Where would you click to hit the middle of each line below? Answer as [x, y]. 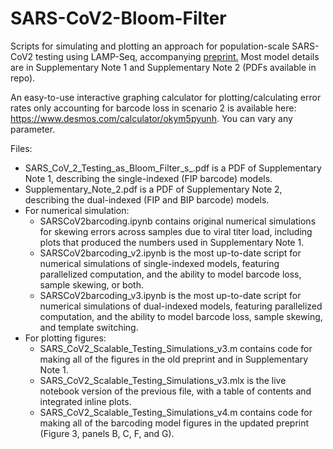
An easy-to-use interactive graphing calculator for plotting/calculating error [166, 97]
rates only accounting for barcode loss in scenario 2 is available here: [153, 108]
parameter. [33, 129]
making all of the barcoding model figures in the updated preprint [174, 423]
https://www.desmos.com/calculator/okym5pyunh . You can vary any [151, 118]
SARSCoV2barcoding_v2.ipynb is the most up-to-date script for [170, 253]
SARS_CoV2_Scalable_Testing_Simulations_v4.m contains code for [176, 412]
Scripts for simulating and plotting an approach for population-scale [150, 46]
